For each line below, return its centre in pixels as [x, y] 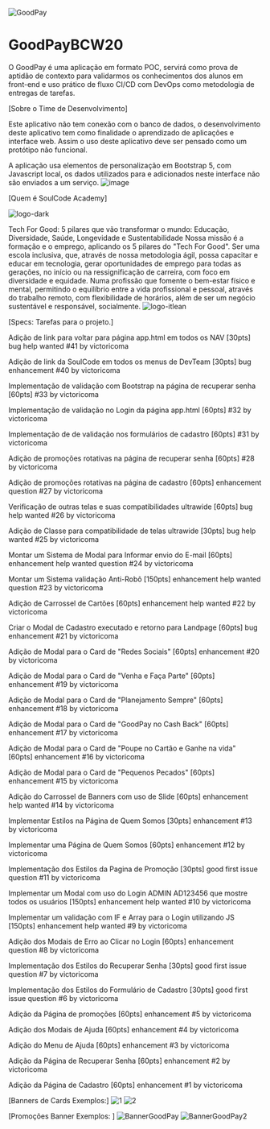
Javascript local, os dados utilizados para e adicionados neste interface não [134, 174]
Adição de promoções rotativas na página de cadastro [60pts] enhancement [135, 482]
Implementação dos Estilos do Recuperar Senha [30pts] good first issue [127, 966]
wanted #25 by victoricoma [53, 539]
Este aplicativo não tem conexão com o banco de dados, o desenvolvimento [135, 124]
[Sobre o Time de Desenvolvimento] [68, 108]
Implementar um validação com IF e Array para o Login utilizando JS [122, 917]
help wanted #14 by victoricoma [61, 804]
